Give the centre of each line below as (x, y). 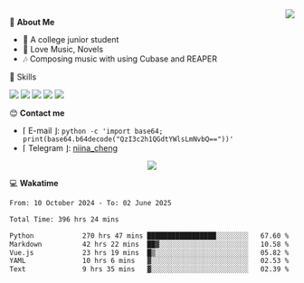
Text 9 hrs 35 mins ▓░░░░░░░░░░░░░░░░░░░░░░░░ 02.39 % (149, 269)
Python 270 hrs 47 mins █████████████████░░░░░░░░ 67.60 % (149, 236)
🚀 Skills (23, 77)
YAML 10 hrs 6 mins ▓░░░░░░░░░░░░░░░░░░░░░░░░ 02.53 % (149, 261)
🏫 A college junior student (71, 39)
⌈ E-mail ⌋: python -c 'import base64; (93, 131)
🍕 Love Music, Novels (63, 49)
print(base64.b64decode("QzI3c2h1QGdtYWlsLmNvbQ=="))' (128, 139)
